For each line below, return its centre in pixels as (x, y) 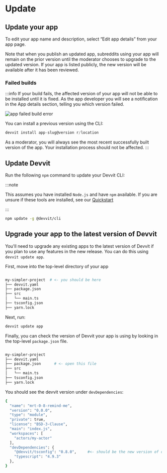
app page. (16, 44)
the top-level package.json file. (37, 341)
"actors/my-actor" (33, 438)
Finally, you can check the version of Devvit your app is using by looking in (82, 336)
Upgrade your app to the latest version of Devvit (81, 234)
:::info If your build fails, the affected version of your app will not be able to (82, 94)
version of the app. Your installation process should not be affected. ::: (77, 148)
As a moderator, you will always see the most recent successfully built (77, 142)
